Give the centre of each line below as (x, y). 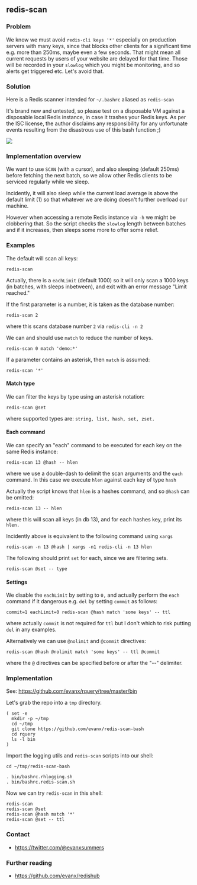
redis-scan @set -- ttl (35, 820)
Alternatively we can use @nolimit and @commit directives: (76, 641)
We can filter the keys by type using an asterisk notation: (75, 396)
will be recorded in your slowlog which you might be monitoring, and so (93, 65)
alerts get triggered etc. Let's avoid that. (55, 71)
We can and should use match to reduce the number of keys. (80, 338)
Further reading (29, 862)
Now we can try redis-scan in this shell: (54, 793)
